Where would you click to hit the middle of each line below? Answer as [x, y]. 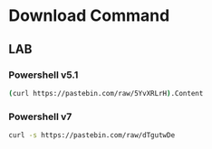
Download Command [89, 16]
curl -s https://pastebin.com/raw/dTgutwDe [92, 135]
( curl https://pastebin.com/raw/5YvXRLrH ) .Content [106, 93]
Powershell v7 [40, 116]
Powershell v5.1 [43, 75]
